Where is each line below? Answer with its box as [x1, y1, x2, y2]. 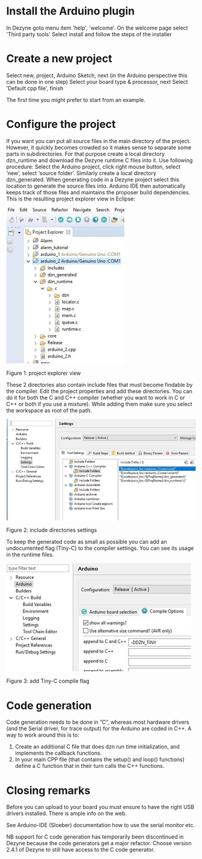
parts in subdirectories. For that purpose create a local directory [6, 150, 165, 158]
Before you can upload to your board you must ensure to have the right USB [6, 803, 194, 811]
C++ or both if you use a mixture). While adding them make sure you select [6, 400, 192, 407]
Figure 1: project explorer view [6, 369, 81, 377]
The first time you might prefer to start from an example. [6, 96, 145, 103]
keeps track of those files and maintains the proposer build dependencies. [6, 188, 191, 196]
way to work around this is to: [6, 732, 79, 739]
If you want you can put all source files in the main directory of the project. [6, 137, 191, 144]
